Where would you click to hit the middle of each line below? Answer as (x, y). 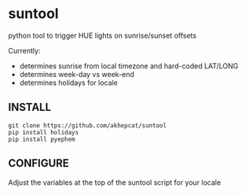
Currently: (24, 50)
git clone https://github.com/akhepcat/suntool (88, 125)
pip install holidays (44, 132)
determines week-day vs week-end (77, 74)
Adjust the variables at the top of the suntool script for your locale (115, 182)
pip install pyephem (42, 139)
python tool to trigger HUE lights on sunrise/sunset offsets (102, 35)
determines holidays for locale (68, 83)
